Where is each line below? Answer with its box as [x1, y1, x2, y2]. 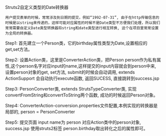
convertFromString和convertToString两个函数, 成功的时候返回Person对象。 [5, 92, 158, 98]
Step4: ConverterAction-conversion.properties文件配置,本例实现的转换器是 [5, 103, 158, 108]
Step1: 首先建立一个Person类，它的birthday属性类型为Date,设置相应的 [5, 40, 148, 46]
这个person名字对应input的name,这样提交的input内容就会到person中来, [10, 63, 156, 69]
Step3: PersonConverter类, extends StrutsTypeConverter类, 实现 [5, 86, 137, 91]
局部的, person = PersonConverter [5, 109, 75, 115]
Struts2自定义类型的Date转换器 [5, 4, 69, 10]
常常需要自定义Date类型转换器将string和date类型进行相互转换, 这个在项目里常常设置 [5, 26, 159, 31]
